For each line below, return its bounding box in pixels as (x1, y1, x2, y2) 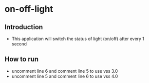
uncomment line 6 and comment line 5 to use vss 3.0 (11, 68, 118, 74)
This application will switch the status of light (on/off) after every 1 (11, 36, 145, 41)
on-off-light (4, 3, 54, 15)
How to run (4, 55, 39, 63)
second (11, 41, 27, 47)
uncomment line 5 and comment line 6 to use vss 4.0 (11, 73, 118, 79)
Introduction (4, 23, 43, 31)
